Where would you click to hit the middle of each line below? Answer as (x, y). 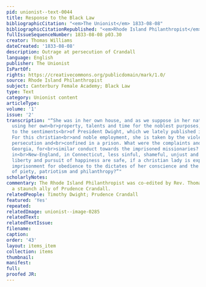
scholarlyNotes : (27, 178)
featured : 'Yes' (27, 200)
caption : (17, 234)
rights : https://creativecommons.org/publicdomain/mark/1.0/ (86, 75)
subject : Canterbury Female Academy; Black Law (68, 86)
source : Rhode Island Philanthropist (55, 80)
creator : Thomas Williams (39, 40)
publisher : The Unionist (38, 63)
